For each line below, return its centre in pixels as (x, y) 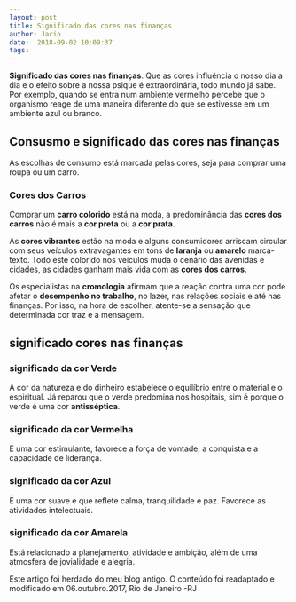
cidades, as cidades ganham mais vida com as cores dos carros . (128, 269)
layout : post (33, 17)
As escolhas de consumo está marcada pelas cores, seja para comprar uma (148, 162)
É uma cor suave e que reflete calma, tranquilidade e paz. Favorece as (137, 500)
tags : (19, 51)
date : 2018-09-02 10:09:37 (61, 42)
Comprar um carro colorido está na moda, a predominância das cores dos (145, 215)
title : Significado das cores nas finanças (91, 26)
